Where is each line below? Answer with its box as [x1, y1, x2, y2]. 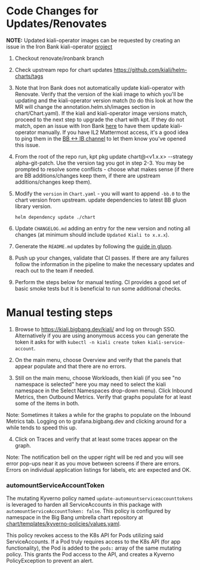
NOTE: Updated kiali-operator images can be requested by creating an [6, 36, 180, 44]
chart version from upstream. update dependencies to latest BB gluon [14, 196, 187, 203]
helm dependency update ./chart [14, 214, 96, 220]
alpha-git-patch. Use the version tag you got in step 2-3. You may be [14, 159, 184, 166]
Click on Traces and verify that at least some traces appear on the [14, 435, 178, 443]
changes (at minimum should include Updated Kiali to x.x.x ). [14, 231, 170, 238]
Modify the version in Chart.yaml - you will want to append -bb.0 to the [14, 190, 190, 197]
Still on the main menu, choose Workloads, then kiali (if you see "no [14, 374, 181, 381]
